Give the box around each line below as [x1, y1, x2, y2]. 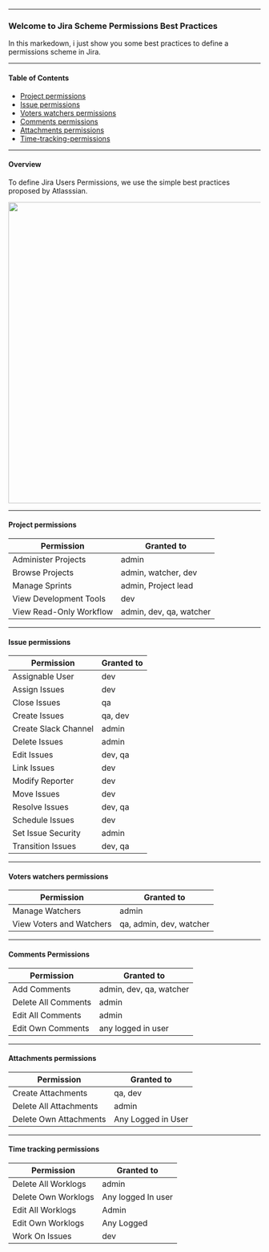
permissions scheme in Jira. [8, 47, 102, 57]
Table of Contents [8, 73, 70, 83]
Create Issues [12, 710, 65, 721]
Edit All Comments [12, 1009, 82, 1021]
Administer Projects [12, 553, 86, 565]
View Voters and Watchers [12, 919, 112, 930]
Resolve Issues [12, 801, 70, 813]
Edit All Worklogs [12, 1204, 77, 1215]
